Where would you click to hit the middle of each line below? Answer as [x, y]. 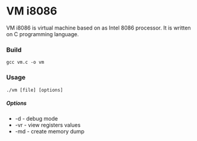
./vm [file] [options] [35, 90]
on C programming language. [43, 34]
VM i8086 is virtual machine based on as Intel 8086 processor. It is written [98, 28]
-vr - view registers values [48, 125]
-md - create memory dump [50, 131]
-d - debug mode [36, 118]
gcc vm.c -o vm [25, 62]
